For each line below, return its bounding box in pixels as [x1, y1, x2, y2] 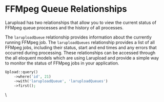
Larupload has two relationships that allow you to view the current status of [5, 20, 157, 25]
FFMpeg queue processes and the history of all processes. [5, 24, 123, 30]
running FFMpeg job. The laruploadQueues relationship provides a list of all [5, 39, 155, 45]
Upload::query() [5, 69, 38, 74]
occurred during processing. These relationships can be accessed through [5, 50, 156, 56]
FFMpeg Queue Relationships [5, 3, 127, 15]
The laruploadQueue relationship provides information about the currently [5, 34, 152, 40]
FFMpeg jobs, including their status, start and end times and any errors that [5, 44, 157, 50]
